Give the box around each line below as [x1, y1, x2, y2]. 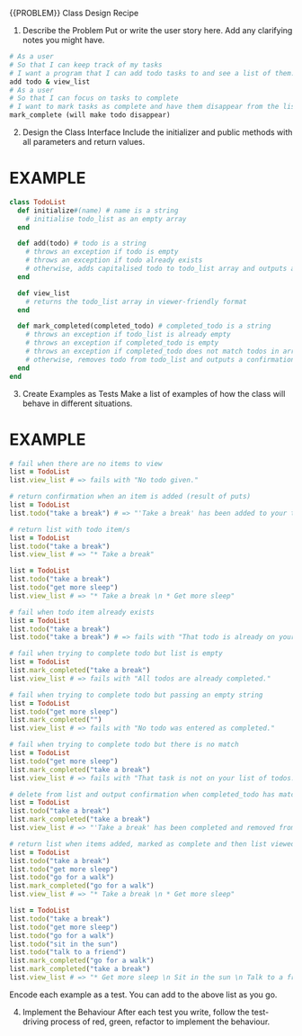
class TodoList [9, 197, 67, 206]
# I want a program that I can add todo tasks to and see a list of [9, 68, 271, 77]
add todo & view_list [9, 77, 91, 86]
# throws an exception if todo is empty [25, 248, 179, 257]
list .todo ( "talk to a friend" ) [9, 948, 127, 957]
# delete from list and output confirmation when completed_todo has [9, 789, 276, 799]
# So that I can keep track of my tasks [9, 60, 164, 69]
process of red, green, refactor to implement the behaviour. [50, 1016, 271, 1027]
